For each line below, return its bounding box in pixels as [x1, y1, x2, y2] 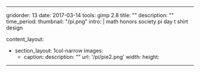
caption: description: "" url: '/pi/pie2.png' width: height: [23, 54, 160, 60]
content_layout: [6, 36, 44, 42]
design [6, 24, 23, 31]
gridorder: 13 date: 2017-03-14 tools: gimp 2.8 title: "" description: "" [6, 12, 174, 18]
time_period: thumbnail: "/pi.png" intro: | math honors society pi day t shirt [6, 18, 189, 25]
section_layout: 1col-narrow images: [14, 47, 104, 54]
